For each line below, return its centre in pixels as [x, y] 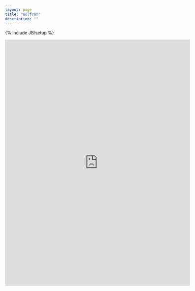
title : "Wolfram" [23, 14]
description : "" [22, 19]
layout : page [18, 10]
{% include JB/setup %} [30, 33]
